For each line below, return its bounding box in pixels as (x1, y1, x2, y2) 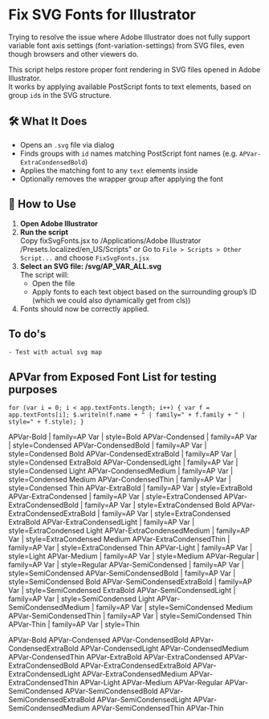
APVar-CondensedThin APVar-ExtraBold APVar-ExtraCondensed (8, 652, 223, 662)
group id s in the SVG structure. (8, 90, 112, 100)
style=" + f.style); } (8, 418, 84, 426)
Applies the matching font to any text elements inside (19, 165, 198, 175)
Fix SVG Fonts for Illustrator (8, 6, 197, 24)
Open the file (31, 278, 75, 288)
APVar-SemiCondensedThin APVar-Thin (92, 704, 224, 713)
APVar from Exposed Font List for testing (8, 370, 217, 384)
